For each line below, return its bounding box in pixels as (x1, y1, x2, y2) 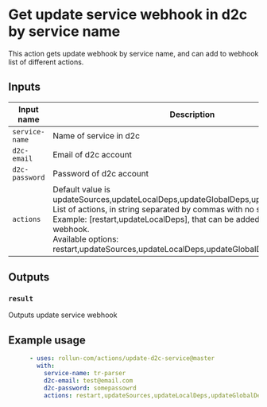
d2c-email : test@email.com (43, 376, 133, 385)
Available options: (52, 233, 119, 244)
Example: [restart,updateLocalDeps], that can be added (52, 213, 260, 224)
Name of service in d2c (52, 130, 141, 141)
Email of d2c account (52, 149, 133, 160)
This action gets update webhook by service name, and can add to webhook (8, 48, 259, 58)
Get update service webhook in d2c (8, 6, 248, 24)
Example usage (8, 333, 86, 347)
